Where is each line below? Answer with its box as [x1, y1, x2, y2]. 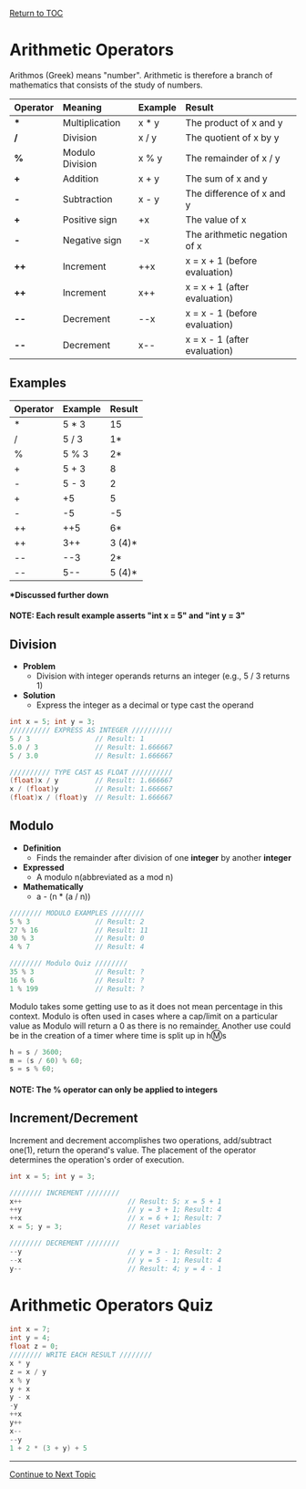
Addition [62, 172, 99, 185]
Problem [22, 661, 56, 672]
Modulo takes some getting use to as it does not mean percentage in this [9, 1000, 283, 1011]
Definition [22, 843, 62, 853]
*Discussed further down [9, 589, 109, 600]
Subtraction [62, 192, 113, 205]
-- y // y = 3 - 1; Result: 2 [9, 1246, 222, 1256]
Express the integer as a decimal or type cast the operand [36, 699, 254, 710]
